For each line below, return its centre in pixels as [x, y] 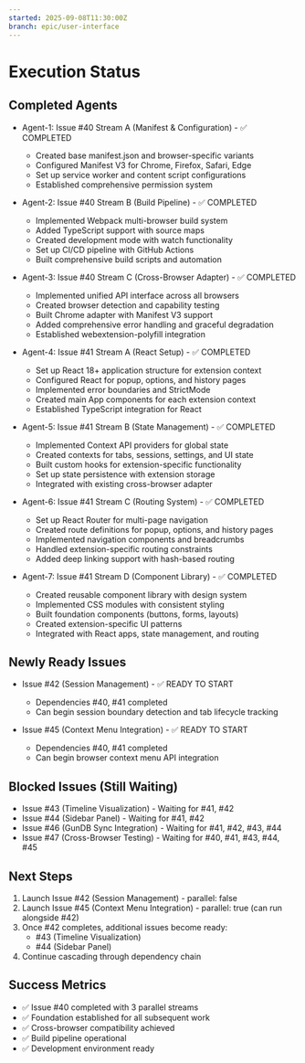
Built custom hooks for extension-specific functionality [138, 464]
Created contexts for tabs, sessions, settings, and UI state [144, 454]
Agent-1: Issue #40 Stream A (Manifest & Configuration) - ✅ [134, 127]
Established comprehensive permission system [124, 185]
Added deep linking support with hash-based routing [135, 558]
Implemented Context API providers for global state [132, 445]
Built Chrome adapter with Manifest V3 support [124, 314]
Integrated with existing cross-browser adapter [124, 484]
